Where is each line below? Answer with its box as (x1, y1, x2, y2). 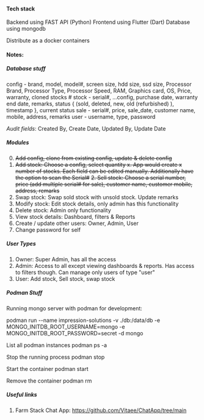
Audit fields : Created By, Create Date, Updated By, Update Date (6, 124, 166, 132)
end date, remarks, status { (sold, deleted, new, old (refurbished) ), (6, 100, 174, 107)
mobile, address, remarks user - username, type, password (6, 113, 156, 120)
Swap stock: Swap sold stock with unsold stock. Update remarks (15, 193, 179, 200)
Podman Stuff (6, 289, 43, 297)
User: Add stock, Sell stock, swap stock (15, 275, 115, 282)
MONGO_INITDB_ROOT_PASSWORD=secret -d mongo (6, 329, 144, 337)
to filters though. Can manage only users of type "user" (15, 269, 155, 276)
